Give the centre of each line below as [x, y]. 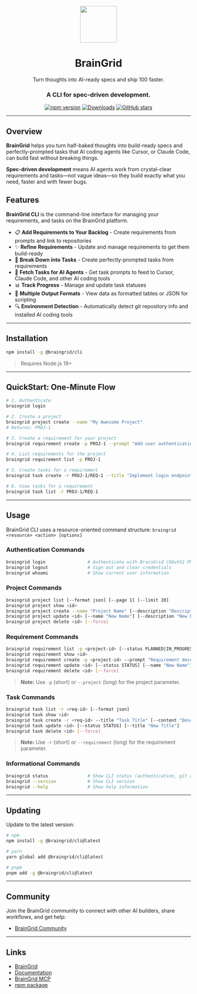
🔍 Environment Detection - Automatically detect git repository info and [101, 306]
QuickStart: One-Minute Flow [61, 387]
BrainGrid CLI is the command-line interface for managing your [83, 214]
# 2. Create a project [34, 417]
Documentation [33, 973]
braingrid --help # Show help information [77, 787]
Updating [23, 810]
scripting [25, 299]
